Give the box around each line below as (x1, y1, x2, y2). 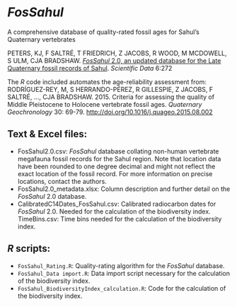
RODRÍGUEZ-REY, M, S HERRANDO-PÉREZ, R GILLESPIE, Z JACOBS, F (7, 85, 214, 93)
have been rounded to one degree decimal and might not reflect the (17, 162, 216, 170)
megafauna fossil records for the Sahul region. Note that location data (17, 154, 221, 163)
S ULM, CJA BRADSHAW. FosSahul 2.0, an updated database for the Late (7, 56, 221, 64)
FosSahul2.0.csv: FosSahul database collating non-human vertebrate (17, 146, 219, 156)
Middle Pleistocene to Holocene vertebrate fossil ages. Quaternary (7, 100, 202, 108)
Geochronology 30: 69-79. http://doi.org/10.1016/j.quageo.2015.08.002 (7, 108, 214, 116)
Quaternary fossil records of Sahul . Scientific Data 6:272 (7, 64, 173, 72)
